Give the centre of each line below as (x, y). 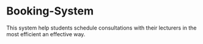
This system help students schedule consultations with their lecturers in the (102, 28)
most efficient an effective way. (46, 34)
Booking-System (50, 11)
